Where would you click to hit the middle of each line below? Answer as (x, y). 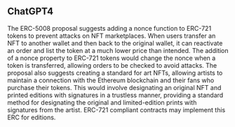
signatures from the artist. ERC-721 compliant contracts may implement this (116, 110)
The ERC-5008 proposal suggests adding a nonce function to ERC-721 (109, 28)
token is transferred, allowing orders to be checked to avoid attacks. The (112, 65)
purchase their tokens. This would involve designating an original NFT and (114, 87)
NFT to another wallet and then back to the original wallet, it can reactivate (115, 43)
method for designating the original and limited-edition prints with (102, 102)
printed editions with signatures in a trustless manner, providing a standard (115, 95)
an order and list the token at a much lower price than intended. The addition (118, 50)
